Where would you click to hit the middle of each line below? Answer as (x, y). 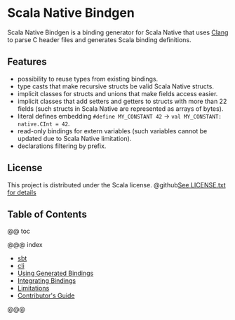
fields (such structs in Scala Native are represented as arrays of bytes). (120, 108)
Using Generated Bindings (55, 273)
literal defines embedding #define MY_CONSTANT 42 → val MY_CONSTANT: (120, 116)
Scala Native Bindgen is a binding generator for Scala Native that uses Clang (118, 32)
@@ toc (19, 231)
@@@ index (25, 245)
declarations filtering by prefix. (62, 146)
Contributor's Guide (46, 295)
